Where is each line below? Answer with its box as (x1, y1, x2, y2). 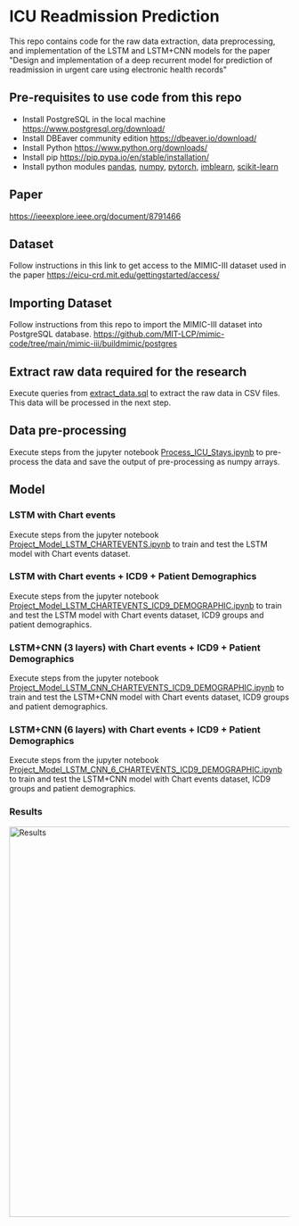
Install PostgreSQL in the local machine (21, 113, 166, 124)
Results (9, 806, 43, 818)
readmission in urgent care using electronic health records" (9, 64, 227, 75)
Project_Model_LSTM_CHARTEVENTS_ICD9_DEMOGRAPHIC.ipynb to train (9, 600, 282, 610)
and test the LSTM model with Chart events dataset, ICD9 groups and (9, 609, 264, 620)
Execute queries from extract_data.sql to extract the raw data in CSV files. (9, 388, 280, 398)
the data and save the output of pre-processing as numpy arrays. (40, 456, 280, 467)
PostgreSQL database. (9, 328, 92, 340)
